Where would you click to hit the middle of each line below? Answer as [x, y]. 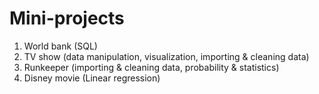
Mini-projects [67, 18]
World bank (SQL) [60, 46]
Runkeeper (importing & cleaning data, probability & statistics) [151, 67]
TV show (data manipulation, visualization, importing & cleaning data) [166, 56]
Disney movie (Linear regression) [92, 78]
